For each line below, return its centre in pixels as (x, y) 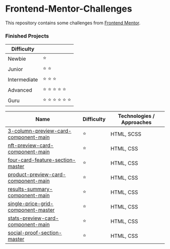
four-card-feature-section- (42, 160)
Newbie (17, 59)
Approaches (136, 122)
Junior (15, 69)
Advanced (20, 90)
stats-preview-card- (33, 218)
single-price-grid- (31, 204)
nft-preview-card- (31, 146)
